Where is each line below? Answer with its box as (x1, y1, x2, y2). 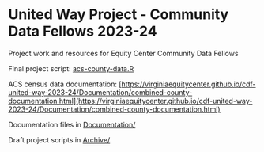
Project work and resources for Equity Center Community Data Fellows (8, 48, 239, 58)
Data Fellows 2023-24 (8, 22, 157, 40)
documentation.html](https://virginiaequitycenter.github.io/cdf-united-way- (8, 96, 253, 105)
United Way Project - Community (8, 6, 229, 24)
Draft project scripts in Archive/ (8, 135, 111, 144)
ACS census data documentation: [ (8, 79, 122, 89)
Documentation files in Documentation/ (8, 120, 136, 129)
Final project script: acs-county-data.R (8, 63, 134, 73)
